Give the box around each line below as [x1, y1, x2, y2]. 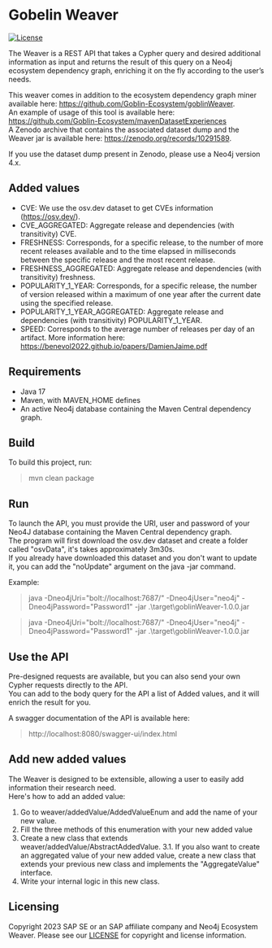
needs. [8, 74, 32, 84]
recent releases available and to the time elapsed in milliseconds [19, 246, 236, 256]
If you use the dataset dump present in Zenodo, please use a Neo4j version [8, 149, 261, 159]
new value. [19, 815, 57, 825]
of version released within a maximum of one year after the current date [19, 289, 261, 299]
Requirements [8, 365, 81, 379]
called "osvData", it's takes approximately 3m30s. [8, 544, 175, 554]
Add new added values [8, 753, 127, 767]
